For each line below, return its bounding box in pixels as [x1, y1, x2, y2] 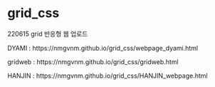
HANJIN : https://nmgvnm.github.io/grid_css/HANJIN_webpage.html [7, 71, 208, 80]
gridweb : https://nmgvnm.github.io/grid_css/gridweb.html [7, 57, 179, 66]
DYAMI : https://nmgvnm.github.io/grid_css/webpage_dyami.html [7, 43, 199, 52]
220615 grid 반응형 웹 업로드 [7, 29, 88, 38]
